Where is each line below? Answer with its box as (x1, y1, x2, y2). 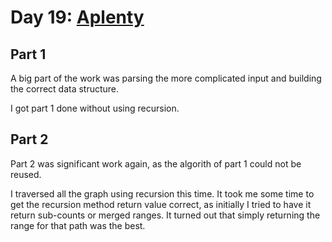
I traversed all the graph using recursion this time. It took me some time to (10, 187, 315, 200)
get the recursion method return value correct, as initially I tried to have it (10, 198, 312, 210)
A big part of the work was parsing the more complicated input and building (10, 72, 322, 84)
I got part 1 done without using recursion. (10, 102, 180, 114)
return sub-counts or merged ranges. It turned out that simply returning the (10, 209, 321, 221)
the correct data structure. (10, 83, 120, 95)
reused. (10, 168, 42, 180)
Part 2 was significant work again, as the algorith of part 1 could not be (10, 157, 302, 170)
